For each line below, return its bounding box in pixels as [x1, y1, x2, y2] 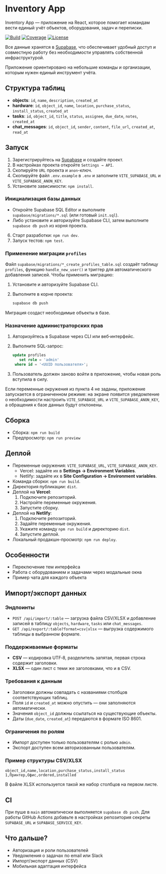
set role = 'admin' [19, 357, 59, 362]
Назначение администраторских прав [5, 322, 104, 329]
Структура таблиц [5, 84, 65, 93]
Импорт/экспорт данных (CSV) [12, 858, 78, 864]
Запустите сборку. [19, 505, 59, 511]
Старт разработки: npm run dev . [12, 232, 79, 238]
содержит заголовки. [12, 660, 58, 666]
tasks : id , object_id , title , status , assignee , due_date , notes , [12, 113, 138, 119]
